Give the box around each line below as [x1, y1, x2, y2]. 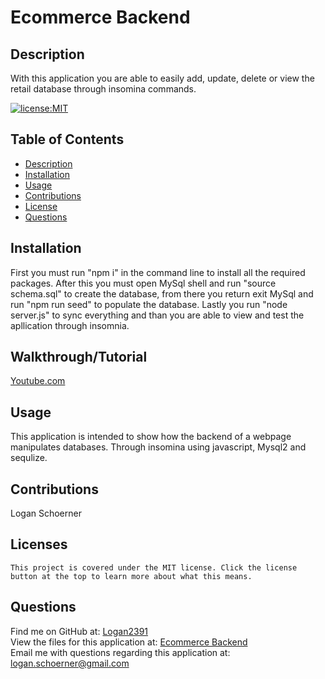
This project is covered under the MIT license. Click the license [10, 562, 298, 573]
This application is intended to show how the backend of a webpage [10, 431, 292, 443]
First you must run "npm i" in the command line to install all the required [10, 266, 306, 278]
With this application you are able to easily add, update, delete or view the [10, 72, 315, 84]
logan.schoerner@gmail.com [10, 657, 130, 669]
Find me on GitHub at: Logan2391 [10, 625, 149, 637]
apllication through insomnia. [10, 319, 130, 331]
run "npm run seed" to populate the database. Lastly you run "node [10, 298, 288, 310]
